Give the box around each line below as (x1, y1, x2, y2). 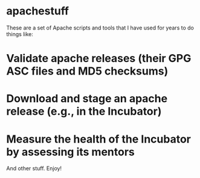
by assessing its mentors (6, 145, 135, 159)
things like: (6, 30, 33, 37)
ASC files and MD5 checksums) (6, 64, 169, 78)
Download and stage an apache (6, 92, 168, 106)
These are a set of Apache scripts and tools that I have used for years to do (6, 24, 195, 31)
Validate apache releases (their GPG (6, 52, 192, 66)
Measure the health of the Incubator (6, 132, 192, 146)
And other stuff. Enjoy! (6, 165, 62, 172)
